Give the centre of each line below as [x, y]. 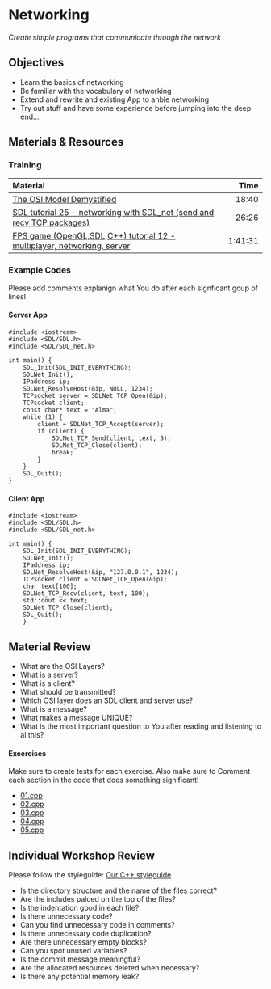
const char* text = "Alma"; [70, 410]
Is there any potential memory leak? [79, 976]
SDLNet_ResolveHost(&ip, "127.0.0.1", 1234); [101, 573]
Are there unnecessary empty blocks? [83, 942]
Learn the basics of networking [72, 82]
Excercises [27, 753]
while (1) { [43, 417]
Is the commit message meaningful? [80, 959]
